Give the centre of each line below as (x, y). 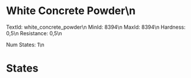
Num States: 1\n (25, 45)
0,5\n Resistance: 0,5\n (34, 33)
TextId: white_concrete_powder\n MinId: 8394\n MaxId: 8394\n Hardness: (96, 27)
